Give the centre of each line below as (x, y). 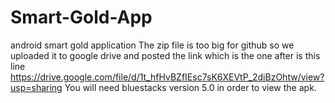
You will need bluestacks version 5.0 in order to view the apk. (190, 87)
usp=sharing (36, 87)
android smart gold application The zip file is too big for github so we (152, 45)
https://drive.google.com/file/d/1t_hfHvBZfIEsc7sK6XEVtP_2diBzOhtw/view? (167, 77)
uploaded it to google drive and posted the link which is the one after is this (165, 55)
